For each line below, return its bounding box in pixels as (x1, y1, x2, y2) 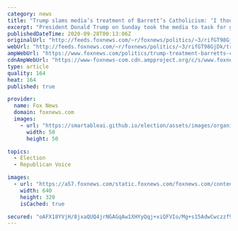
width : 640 (20, 187, 52, 194)
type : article (7, 63, 50, 70)
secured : (7, 213, 33, 220)
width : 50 (25, 128, 55, 135)
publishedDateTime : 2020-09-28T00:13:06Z (7, 30, 132, 38)
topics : (7, 148, 30, 155)
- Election (13, 154, 46, 162)
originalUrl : (7, 37, 46, 44)
